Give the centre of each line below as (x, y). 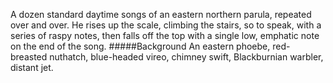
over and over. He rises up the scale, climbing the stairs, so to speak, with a (166, 25)
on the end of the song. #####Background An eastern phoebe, (140, 46)
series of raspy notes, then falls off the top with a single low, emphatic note (165, 35)
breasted (29, 57)
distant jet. (32, 67)
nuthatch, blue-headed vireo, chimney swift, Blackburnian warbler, (186, 57)
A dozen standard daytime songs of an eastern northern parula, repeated (161, 14)
